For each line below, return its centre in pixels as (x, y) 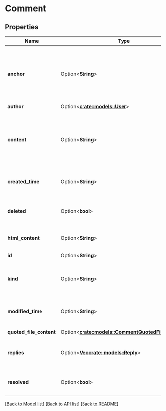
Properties (22, 27)
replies (16, 352)
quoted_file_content (32, 332)
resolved (18, 382)
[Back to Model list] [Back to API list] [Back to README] (62, 404)
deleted (17, 211)
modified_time (25, 311)
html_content (23, 238)
